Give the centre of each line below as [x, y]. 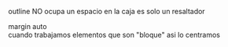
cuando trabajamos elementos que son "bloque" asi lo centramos [114, 35]
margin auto [28, 26]
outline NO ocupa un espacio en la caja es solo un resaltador [107, 11]
